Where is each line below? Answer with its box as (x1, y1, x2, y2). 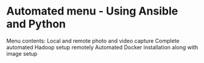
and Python (6, 17, 66, 31)
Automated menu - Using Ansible (6, 4, 178, 18)
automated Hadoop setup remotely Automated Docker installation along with (6, 44, 199, 51)
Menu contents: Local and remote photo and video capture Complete (6, 37, 180, 44)
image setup (6, 50, 38, 57)
